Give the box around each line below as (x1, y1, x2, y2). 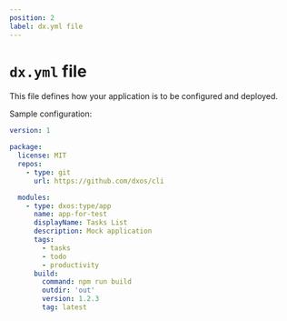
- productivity (42, 260, 100, 269)
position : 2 (9, 13, 54, 23)
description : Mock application (33, 226, 153, 236)
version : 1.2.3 (42, 295, 100, 304)
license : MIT (17, 151, 67, 160)
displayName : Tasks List (33, 218, 128, 227)
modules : (17, 193, 51, 202)
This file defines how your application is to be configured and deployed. (9, 91, 279, 102)
